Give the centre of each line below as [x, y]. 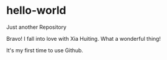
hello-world [36, 10]
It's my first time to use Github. [45, 50]
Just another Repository [36, 27]
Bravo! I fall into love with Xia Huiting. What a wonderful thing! [83, 38]
